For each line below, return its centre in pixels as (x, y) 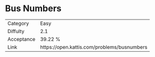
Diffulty (16, 31)
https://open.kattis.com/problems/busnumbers (94, 47)
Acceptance (22, 39)
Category (18, 23)
